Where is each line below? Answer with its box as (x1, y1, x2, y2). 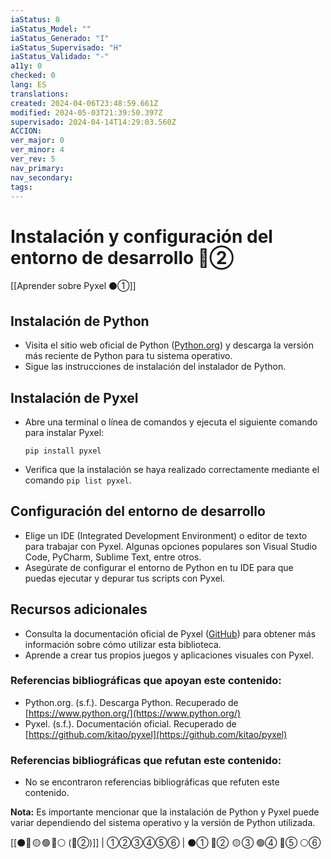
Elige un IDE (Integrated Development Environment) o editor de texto (24, 529, 308, 541)
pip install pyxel (24, 446, 102, 456)
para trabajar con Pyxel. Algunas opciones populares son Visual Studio (24, 540, 318, 552)
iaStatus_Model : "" (10, 24, 92, 34)
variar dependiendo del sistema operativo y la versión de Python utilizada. (10, 817, 316, 829)
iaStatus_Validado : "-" (10, 52, 110, 62)
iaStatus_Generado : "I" (10, 33, 110, 43)
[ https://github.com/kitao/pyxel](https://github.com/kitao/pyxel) (24, 728, 288, 740)
